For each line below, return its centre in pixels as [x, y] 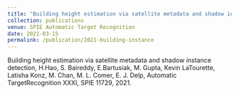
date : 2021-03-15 [33, 34]
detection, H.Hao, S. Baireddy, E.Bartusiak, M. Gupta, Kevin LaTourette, [111, 68]
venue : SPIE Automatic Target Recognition [71, 27]
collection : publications [46, 20]
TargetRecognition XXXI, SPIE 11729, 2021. [69, 83]
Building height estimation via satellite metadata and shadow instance [110, 60]
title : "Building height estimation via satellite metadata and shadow [116, 14]
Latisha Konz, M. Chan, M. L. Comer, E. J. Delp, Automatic [92, 76]
